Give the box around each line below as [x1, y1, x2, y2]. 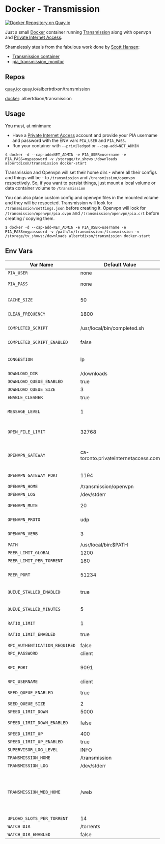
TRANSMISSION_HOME [7, 755, 51, 761]
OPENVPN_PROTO [7, 517, 41, 522]
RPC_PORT [7, 665, 28, 671]
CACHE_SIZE [7, 297, 33, 303]
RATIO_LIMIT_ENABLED [7, 632, 55, 637]
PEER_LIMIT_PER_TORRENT [7, 558, 63, 564]
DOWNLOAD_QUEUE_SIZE [7, 387, 55, 392]
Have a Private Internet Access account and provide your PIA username [12, 132, 158, 138]
